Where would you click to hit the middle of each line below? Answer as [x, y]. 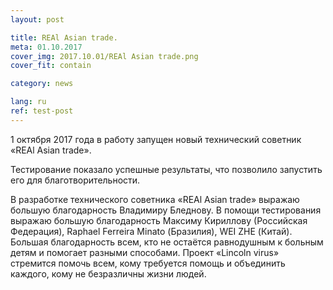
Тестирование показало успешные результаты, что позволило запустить [166, 169]
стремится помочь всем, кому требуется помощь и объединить [148, 263]
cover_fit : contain [51, 66]
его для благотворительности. [75, 180]
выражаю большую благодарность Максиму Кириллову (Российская [159, 220]
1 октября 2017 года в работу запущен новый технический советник [156, 139]
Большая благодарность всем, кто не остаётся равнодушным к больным [167, 242]
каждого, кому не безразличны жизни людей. [108, 273]
